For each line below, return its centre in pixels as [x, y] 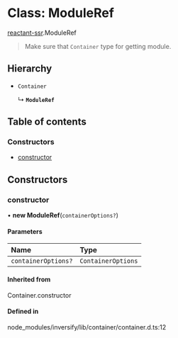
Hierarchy [30, 69]
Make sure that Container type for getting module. [98, 46]
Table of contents [47, 122]
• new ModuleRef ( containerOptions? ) [63, 215]
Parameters [25, 231]
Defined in [23, 311]
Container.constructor [39, 295]
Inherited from [29, 279]
